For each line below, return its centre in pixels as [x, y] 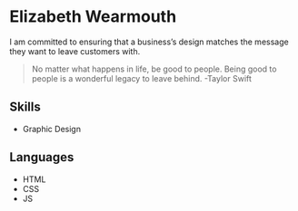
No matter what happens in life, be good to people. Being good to [154, 69]
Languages [42, 157]
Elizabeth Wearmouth [93, 17]
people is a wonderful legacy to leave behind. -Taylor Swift [142, 78]
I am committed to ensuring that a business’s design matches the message [149, 42]
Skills [25, 107]
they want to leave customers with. [75, 51]
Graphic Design [52, 129]
